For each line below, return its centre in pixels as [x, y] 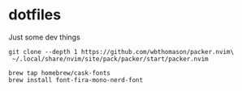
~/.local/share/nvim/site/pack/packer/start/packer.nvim [110, 59]
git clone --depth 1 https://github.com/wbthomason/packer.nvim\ [121, 52]
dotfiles [35, 15]
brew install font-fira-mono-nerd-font [76, 80]
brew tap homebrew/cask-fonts [60, 73]
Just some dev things [45, 37]
